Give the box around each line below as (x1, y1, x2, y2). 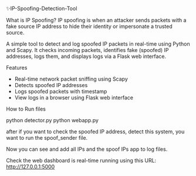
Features (6, 64, 28, 71)
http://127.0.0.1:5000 (6, 163, 55, 170)
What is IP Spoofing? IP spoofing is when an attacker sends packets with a (6, 17, 187, 23)
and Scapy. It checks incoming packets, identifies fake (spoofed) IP (6, 47, 169, 53)
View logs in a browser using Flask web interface (14, 94, 134, 101)
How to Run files (6, 105, 46, 112)
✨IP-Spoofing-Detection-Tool (6, 5, 77, 12)
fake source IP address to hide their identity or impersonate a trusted (6, 23, 173, 30)
